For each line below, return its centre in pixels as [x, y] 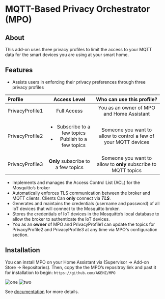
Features [19, 70]
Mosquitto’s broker [31, 187]
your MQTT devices [127, 142]
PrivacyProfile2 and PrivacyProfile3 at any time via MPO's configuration [85, 229]
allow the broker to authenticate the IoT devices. [61, 219]
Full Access [69, 111]
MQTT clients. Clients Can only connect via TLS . [62, 198]
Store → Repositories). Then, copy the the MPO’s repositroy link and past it [81, 267]
